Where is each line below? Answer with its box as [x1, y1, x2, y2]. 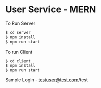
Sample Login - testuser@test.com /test [5, 77, 88, 83]
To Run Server [5, 20, 36, 26]
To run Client [5, 49, 33, 55]
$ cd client [5, 58, 31, 64]
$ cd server [5, 30, 31, 35]
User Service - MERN [5, 4, 96, 15]
